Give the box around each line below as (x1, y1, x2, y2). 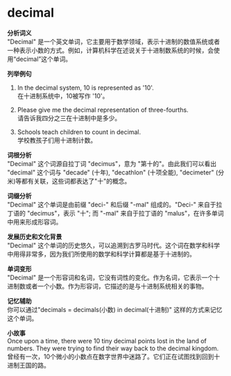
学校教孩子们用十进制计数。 (17, 136, 97, 144)
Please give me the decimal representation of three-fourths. (17, 106, 189, 114)
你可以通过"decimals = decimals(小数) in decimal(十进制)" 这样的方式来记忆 (7, 305, 223, 313)
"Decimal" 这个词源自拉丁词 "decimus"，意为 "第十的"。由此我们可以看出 (7, 159, 217, 167)
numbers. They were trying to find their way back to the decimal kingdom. (7, 344, 219, 352)
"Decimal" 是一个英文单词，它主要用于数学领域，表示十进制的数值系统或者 (7, 37, 221, 46)
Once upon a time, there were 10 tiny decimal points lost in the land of (7, 336, 207, 345)
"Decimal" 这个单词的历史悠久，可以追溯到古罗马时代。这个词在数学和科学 (7, 241, 221, 250)
